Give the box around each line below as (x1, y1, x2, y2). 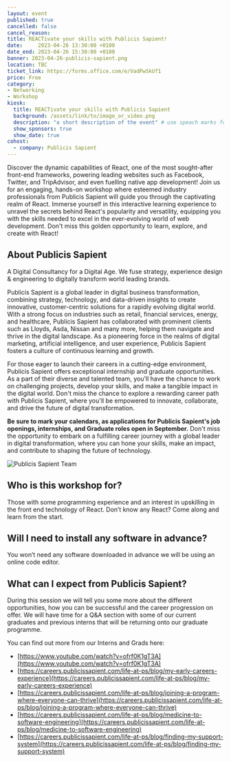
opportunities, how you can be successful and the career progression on (7, 604, 214, 612)
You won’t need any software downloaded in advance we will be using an (7, 551, 215, 559)
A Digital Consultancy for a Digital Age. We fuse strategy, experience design (7, 267, 223, 275)
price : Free (7, 74, 41, 81)
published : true (7, 17, 54, 23)
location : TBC (7, 61, 48, 68)
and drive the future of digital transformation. (7, 403, 135, 412)
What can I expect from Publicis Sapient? (7, 578, 187, 589)
